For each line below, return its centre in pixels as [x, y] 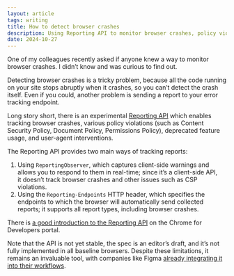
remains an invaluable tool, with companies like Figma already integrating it [115, 259]
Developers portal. [34, 230]
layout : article [31, 14]
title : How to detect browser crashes [63, 26]
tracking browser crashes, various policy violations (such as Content [106, 123]
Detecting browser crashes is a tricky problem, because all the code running [117, 80]
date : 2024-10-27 [32, 40]
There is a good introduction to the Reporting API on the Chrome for [104, 222]
